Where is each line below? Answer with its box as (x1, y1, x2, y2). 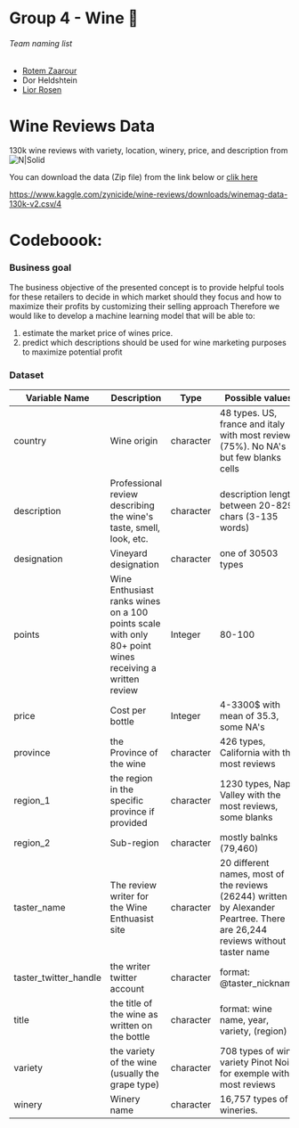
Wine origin (109, 435, 158, 447)
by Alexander (219, 902, 276, 914)
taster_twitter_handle (13, 971, 102, 984)
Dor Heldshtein (21, 75, 77, 86)
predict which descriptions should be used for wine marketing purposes (21, 337, 287, 347)
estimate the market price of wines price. (21, 327, 174, 338)
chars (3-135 (219, 511, 279, 523)
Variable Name (25, 392, 90, 405)
